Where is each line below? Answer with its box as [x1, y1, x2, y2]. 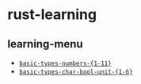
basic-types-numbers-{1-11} [18, 59, 112, 67]
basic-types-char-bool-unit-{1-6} [18, 68, 133, 76]
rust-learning [7, 6, 97, 24]
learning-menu [7, 37, 84, 51]
